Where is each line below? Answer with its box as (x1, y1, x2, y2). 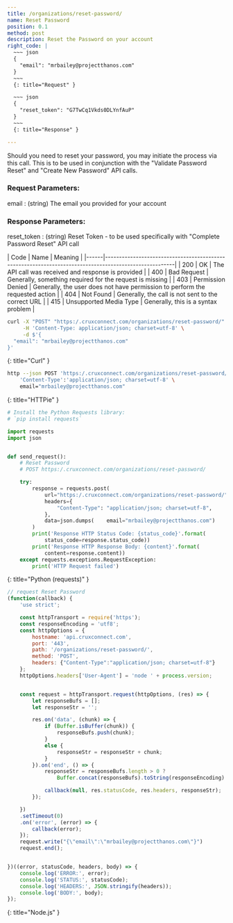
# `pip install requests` (7, 415, 82, 423)
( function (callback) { (7, 595, 73, 602)
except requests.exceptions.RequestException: (19, 556, 157, 563)
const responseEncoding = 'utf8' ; (19, 620, 119, 628)
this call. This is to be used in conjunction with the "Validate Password (7, 158, 207, 167)
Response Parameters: (7, 216, 86, 226)
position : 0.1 (7, 23, 49, 30)
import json (7, 434, 42, 441)
